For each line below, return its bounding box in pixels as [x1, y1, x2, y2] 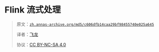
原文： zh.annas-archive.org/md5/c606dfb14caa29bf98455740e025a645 [16, 21, 154, 27]
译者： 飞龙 [16, 31, 39, 37]
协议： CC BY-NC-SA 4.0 [16, 41, 66, 47]
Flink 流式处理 [4, 4, 61, 15]
